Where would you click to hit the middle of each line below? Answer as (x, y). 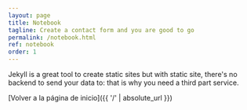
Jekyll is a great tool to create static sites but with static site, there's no (123, 74)
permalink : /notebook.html (52, 37)
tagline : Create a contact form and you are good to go (101, 30)
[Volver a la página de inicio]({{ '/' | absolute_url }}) (90, 98)
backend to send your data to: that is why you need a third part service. (123, 82)
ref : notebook (31, 45)
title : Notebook (35, 23)
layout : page (29, 15)
